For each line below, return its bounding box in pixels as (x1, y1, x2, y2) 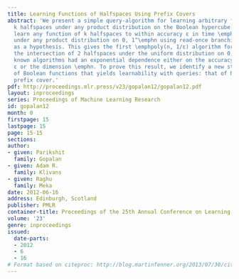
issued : (7, 228, 31, 235)
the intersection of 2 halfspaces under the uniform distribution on (14, 50, 224, 58)
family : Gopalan (14, 155, 62, 163)
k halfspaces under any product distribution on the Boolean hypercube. (14, 23, 234, 31)
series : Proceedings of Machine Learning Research (7, 97, 161, 104)
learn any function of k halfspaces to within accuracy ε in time (14, 30, 215, 38)
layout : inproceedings (7, 89, 75, 97)
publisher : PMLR (7, 202, 55, 209)
